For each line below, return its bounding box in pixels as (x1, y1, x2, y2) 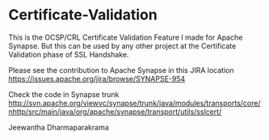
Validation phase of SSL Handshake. (8, 49, 129, 59)
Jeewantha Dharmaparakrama (8, 122, 109, 132)
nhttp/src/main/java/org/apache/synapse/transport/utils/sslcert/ (8, 107, 222, 117)
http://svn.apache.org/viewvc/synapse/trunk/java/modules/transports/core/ (8, 98, 261, 108)
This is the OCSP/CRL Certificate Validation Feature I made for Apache (8, 32, 243, 42)
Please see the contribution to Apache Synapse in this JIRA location (8, 65, 234, 74)
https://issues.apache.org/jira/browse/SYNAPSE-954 (8, 74, 186, 83)
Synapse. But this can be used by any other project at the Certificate (8, 40, 237, 50)
